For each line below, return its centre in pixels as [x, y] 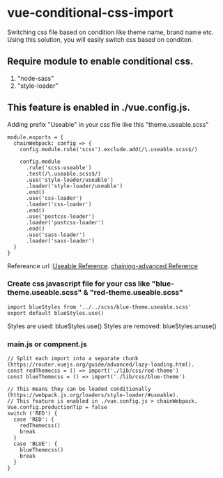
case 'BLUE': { [36, 444]
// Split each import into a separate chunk [73, 359]
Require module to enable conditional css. [100, 62]
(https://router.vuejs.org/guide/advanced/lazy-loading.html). [101, 365]
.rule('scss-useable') [59, 168]
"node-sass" [36, 78]
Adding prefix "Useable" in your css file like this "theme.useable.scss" [108, 124]
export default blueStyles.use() [56, 313]
